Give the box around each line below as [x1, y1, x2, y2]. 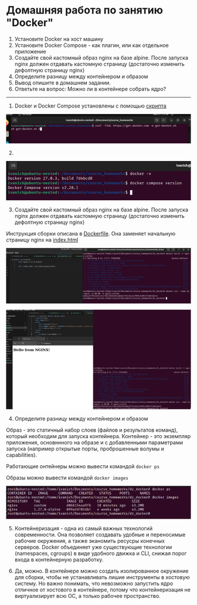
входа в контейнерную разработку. [14, 556, 104, 563]
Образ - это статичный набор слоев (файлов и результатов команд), [6, 426, 178, 433]
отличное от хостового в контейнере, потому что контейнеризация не [14, 586, 191, 593]
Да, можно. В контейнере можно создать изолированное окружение [14, 567, 189, 574]
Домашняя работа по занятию [6, 4, 163, 17]
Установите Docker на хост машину [14, 35, 104, 42]
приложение [14, 48, 46, 55]
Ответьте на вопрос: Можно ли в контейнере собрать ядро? [14, 85, 167, 92]
